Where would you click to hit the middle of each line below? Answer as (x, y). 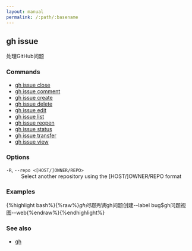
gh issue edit (30, 110)
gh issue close (32, 85)
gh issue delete (34, 104)
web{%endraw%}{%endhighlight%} (60, 213)
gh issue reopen (34, 123)
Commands (23, 72)
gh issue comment (37, 91)
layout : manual (25, 12)
